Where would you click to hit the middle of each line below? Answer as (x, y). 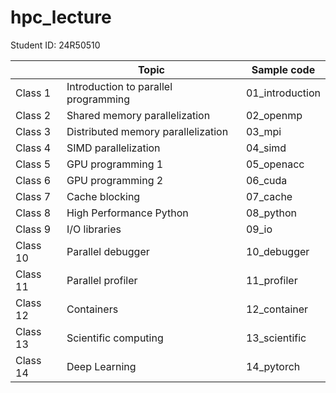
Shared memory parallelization (138, 115)
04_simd (266, 148)
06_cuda (266, 180)
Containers (92, 309)
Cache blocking (103, 196)
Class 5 (33, 164)
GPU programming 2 (115, 180)
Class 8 (33, 213)
